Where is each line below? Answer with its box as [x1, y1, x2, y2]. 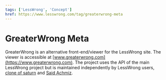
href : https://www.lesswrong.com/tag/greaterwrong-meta [5, 12, 123, 17]
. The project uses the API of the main [72, 59, 150, 65]
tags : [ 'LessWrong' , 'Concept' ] [5, 7, 72, 12]
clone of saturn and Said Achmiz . [5, 70, 73, 76]
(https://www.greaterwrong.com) [5, 59, 73, 65]
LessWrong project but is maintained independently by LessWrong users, [5, 65, 155, 71]
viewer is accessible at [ [5, 54, 55, 60]
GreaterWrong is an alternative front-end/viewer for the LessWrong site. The [5, 49, 161, 55]
